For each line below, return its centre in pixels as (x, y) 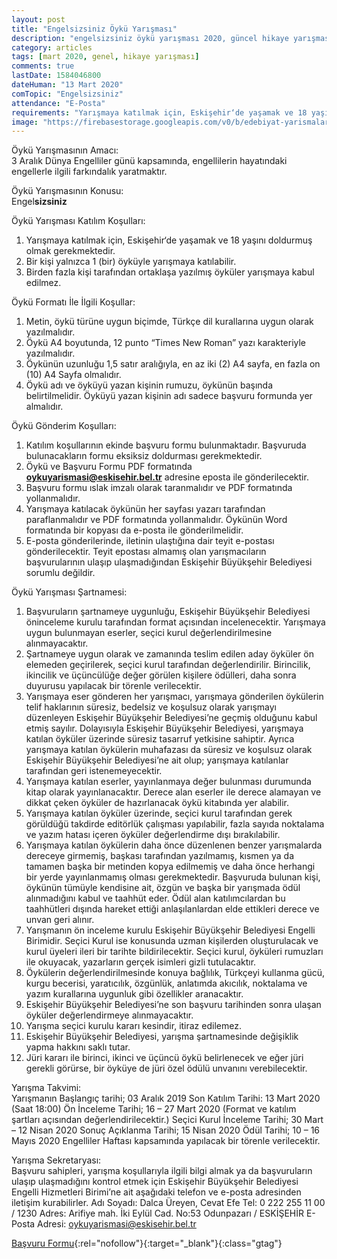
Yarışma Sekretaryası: (56, 1160)
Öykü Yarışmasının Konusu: (67, 191)
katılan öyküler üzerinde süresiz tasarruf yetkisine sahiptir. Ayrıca (160, 739)
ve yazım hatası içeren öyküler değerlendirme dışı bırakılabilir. (153, 835)
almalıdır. (44, 407)
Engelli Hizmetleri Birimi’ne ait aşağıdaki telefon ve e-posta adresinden (156, 1192)
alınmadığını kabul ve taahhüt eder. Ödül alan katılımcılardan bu (155, 898)
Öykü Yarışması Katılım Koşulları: (78, 221)
